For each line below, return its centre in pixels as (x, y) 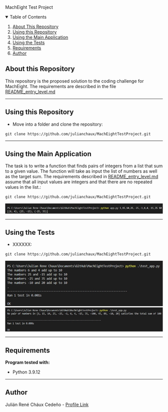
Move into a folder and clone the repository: (57, 124)
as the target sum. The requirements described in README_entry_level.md (82, 177)
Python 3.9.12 (26, 372)
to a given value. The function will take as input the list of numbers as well (81, 171)
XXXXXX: (22, 244)
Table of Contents (28, 17)
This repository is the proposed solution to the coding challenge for (74, 81)
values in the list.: (23, 187)
